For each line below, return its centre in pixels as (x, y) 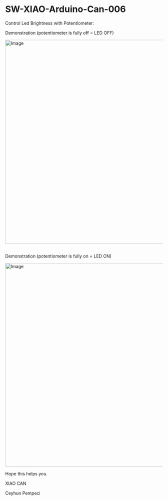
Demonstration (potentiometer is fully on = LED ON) (58, 256)
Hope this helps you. (26, 473)
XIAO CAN (16, 483)
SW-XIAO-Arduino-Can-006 (65, 9)
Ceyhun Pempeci (23, 493)
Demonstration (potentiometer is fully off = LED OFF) (59, 33)
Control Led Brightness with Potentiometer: (49, 23)
